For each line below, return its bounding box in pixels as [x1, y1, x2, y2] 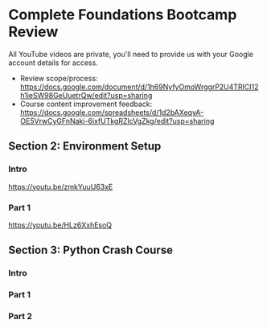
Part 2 [8, 311, 33, 322]
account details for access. [8, 58, 98, 68]
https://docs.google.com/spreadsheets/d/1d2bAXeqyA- [19, 107, 204, 117]
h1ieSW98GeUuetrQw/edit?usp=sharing [19, 90, 153, 100]
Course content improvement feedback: [19, 99, 153, 109]
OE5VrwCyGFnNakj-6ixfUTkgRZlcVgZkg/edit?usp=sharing [19, 116, 215, 125]
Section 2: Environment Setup [8, 139, 162, 154]
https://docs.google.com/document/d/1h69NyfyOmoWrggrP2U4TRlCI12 [19, 82, 259, 92]
